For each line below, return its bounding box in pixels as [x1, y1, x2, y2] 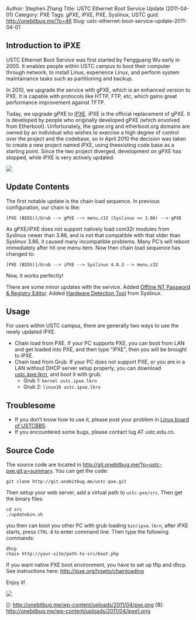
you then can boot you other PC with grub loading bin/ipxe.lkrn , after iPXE [6, 522, 189, 529]
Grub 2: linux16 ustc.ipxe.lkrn [23, 383, 101, 390]
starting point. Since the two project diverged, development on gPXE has [6, 147, 181, 154]
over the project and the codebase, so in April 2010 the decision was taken [6, 135, 186, 142]
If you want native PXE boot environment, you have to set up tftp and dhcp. [6, 561, 187, 568]
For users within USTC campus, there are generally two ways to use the [6, 322, 179, 329]
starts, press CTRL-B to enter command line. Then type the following [6, 528, 169, 535]
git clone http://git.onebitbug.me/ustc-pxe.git [6, 479, 127, 485]
